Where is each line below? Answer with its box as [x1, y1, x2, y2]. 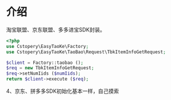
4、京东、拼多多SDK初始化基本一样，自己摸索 [6, 88, 119, 95]
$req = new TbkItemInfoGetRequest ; [6, 65, 94, 71]
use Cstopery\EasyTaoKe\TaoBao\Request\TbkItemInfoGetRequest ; [6, 49, 166, 55]
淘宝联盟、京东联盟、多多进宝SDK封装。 [6, 26, 106, 33]
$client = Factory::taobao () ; [6, 60, 84, 66]
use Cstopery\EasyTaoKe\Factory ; [6, 43, 89, 49]
